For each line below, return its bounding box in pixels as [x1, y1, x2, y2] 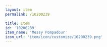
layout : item [5, 7, 32, 12]
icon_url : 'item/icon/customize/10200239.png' [5, 35, 103, 40]
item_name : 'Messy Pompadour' [5, 30, 68, 35]
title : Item [5, 21, 30, 26]
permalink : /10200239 [5, 12, 50, 17]
